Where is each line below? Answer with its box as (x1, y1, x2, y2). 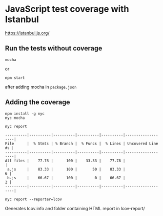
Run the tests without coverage (5, 44, 102, 52)
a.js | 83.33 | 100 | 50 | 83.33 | (7, 167, 125, 172)
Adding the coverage (5, 98, 70, 106)
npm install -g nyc (5, 111, 45, 116)
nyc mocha (5, 115, 25, 120)
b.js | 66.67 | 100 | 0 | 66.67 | (7, 175, 125, 180)
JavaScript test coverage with (5, 3, 129, 15)
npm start (5, 75, 25, 80)
